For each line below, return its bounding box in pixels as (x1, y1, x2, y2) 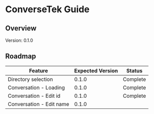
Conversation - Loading (8, 84, 65, 91)
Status (126, 67, 143, 74)
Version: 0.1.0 (5, 37, 33, 43)
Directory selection (8, 75, 53, 82)
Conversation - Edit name (8, 100, 69, 107)
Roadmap (5, 52, 36, 61)
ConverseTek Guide (5, 4, 90, 15)
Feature (29, 67, 48, 74)
